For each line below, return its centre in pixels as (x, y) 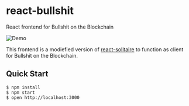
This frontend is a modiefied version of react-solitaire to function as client (95, 49)
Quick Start (27, 74)
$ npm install (23, 87)
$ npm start (20, 92)
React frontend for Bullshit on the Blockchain (60, 27)
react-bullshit (40, 11)
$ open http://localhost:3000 (43, 97)
